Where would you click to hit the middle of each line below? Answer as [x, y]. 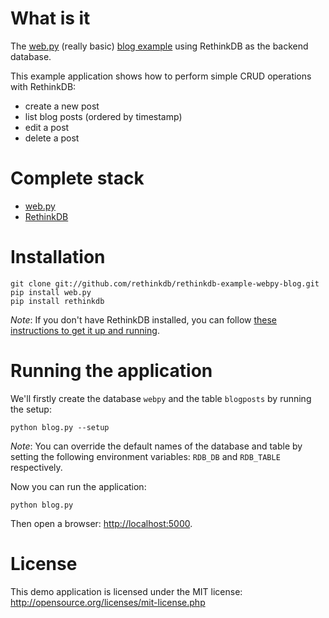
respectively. [36, 467]
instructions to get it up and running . [85, 330]
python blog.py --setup [60, 427]
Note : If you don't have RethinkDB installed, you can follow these [143, 319]
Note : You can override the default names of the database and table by [156, 446]
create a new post [62, 106]
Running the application [111, 371]
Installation [58, 257]
